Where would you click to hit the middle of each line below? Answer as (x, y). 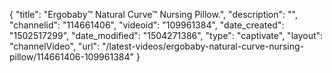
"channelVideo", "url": (55, 46)
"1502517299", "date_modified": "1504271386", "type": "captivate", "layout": (166, 35)
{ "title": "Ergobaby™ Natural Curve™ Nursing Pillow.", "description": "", (153, 14)
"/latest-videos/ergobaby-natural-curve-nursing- (203, 46)
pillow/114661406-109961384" (72, 57)
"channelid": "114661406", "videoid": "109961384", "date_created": (147, 25)
